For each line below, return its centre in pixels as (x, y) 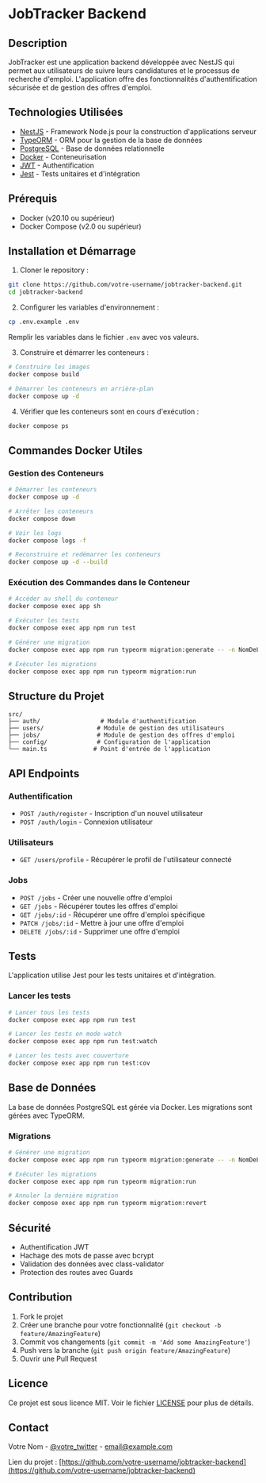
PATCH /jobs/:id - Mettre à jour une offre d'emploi (102, 923)
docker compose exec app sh (55, 607)
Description (38, 43)
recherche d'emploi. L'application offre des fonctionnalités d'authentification (133, 79)
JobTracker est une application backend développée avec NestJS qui (122, 62)
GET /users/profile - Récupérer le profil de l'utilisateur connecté (125, 860)
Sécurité (30, 1228)
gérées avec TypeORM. (46, 1115)
